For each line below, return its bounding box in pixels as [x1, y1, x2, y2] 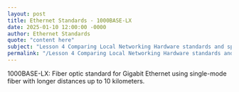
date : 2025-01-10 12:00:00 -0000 [7, 23, 107, 30]
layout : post [7, 10, 46, 18]
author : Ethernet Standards [7, 30, 91, 38]
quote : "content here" [7, 37, 75, 44]
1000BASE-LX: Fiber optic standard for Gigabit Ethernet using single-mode [7, 69, 227, 78]
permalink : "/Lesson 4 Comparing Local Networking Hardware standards [7, 50, 221, 57]
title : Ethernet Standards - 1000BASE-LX [7, 17, 132, 24]
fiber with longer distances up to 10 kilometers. [7, 76, 145, 85]
